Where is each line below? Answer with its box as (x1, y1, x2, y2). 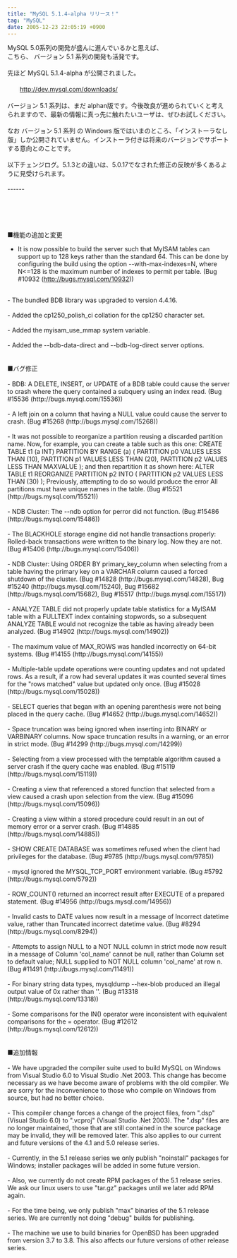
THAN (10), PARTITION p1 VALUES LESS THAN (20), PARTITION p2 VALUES (7, 455, 228, 463)
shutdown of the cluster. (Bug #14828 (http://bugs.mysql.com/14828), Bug (7, 575, 224, 583)
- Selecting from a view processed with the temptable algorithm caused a (7, 755, 221, 763)
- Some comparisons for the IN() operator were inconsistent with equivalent (7, 1010, 228, 1019)
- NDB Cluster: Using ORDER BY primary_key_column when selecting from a (7, 560, 228, 568)
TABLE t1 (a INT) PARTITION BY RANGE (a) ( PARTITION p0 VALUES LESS (7, 448, 221, 456)
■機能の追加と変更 (7, 231, 63, 239)
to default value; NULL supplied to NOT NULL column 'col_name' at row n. (7, 957, 223, 966)
